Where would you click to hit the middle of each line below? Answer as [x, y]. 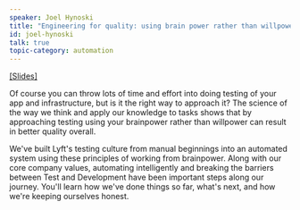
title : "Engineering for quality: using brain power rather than [133, 26]
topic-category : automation [62, 51]
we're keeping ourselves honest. [69, 197]
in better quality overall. [53, 131]
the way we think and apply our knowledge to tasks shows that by [131, 113]
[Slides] [24, 76]
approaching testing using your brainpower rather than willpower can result [148, 122]
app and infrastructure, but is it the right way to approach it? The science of [148, 103]
